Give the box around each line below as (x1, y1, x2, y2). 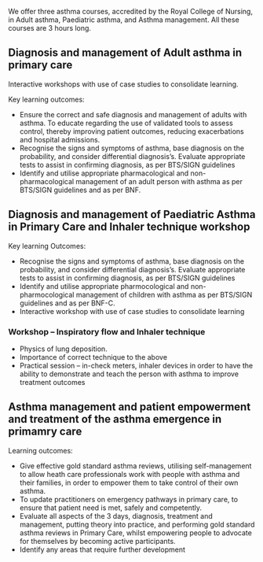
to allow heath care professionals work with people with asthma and (19, 469, 240, 479)
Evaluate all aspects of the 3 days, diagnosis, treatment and (19, 511, 214, 520)
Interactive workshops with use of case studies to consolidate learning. (8, 79, 239, 89)
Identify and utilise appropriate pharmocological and (19, 281, 189, 290)
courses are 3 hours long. (8, 24, 92, 32)
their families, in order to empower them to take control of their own (19, 478, 239, 487)
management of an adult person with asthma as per (75, 176, 243, 186)
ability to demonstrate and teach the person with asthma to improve (19, 369, 239, 379)
